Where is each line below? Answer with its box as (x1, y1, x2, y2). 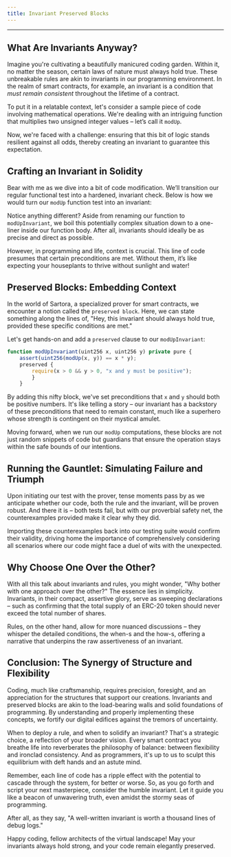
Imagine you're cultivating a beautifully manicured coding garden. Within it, (7, 60, 220, 69)
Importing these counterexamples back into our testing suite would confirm (7, 527, 221, 536)
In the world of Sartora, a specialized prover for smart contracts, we (7, 300, 199, 308)
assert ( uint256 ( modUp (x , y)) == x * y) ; (19, 355, 137, 361)
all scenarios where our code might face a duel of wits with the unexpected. (7, 542, 222, 550)
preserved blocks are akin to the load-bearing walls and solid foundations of (7, 700, 223, 709)
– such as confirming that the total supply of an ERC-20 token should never (7, 602, 220, 610)
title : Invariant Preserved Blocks (7, 10, 109, 17)
